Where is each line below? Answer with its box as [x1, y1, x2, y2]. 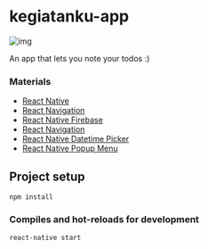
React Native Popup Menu [21, 143, 118, 154]
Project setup [9, 169, 86, 184]
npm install [9, 193, 53, 202]
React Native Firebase [21, 114, 104, 126]
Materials [9, 75, 52, 87]
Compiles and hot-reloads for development [9, 212, 200, 225]
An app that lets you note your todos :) [9, 53, 150, 63]
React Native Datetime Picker [21, 134, 130, 145]
